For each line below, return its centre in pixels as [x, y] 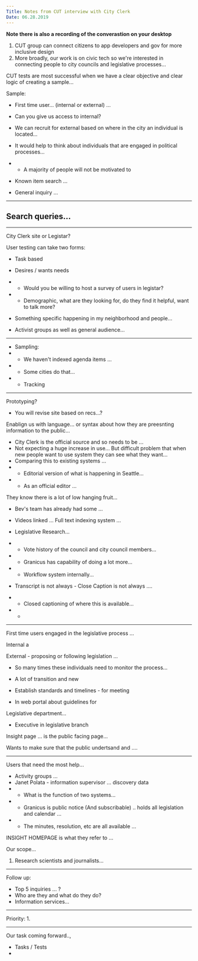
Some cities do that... [49, 372]
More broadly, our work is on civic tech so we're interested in [89, 58]
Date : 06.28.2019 [27, 17]
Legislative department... [36, 714]
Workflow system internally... [59, 575]
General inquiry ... [36, 192]
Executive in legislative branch [52, 725]
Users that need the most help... [45, 765]
